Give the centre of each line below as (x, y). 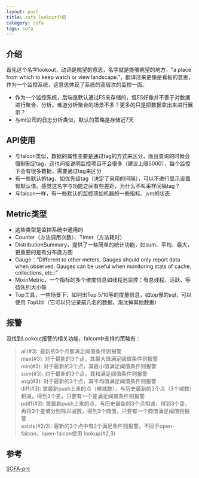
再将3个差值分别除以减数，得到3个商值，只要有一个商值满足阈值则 (103, 411)
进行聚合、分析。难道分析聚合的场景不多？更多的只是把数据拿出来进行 (101, 105)
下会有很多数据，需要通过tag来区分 (58, 171)
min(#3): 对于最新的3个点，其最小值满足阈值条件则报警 (89, 366)
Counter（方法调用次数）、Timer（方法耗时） (70, 237)
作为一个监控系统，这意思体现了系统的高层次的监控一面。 (77, 85)
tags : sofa (20, 28)
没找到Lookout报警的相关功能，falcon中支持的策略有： (74, 338)
